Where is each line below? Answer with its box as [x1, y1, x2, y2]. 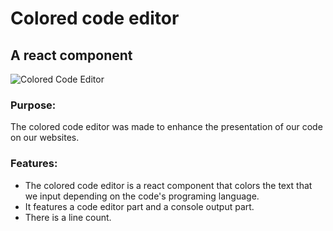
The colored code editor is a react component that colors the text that [24, 179, 313, 191]
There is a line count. [24, 211, 112, 223]
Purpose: [10, 98, 57, 112]
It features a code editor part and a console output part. [24, 200, 255, 212]
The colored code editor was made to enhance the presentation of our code [10, 121, 323, 133]
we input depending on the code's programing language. [24, 190, 260, 202]
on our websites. [10, 132, 80, 144]
